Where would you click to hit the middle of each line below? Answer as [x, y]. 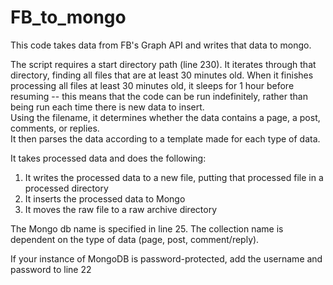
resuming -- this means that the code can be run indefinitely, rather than [159, 96]
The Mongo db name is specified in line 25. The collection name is [147, 228]
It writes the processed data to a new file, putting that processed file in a [174, 177]
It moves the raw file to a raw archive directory [121, 209]
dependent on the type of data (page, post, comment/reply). [135, 239]
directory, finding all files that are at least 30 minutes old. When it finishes [162, 75]
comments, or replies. [55, 128]
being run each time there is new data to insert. [107, 107]
